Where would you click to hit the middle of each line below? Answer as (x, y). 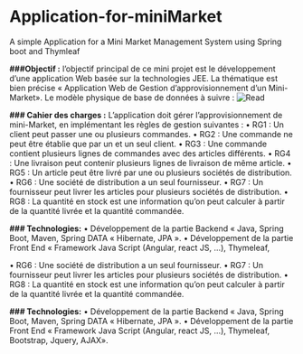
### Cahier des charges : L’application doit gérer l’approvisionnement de (146, 115)
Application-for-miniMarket (116, 17)
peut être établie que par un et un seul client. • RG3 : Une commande (138, 144)
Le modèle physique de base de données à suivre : (140, 98)
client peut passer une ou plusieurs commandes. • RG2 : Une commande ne (151, 134)
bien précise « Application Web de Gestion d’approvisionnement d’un (138, 88)
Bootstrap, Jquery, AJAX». (59, 340)
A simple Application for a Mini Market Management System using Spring (146, 42)
